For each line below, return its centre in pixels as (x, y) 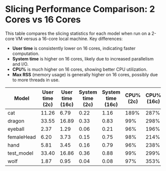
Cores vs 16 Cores (43, 20)
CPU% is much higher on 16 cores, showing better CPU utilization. (80, 69)
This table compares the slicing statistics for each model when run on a (78, 33)
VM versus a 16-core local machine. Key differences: (69, 39)
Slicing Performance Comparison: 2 (80, 9)
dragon (16, 121)
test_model (21, 153)
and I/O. (20, 64)
